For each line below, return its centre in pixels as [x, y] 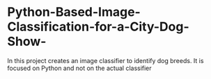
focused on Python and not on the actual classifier [79, 68]
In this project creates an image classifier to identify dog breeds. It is [105, 60]
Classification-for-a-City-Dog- [98, 27]
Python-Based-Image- [74, 12]
